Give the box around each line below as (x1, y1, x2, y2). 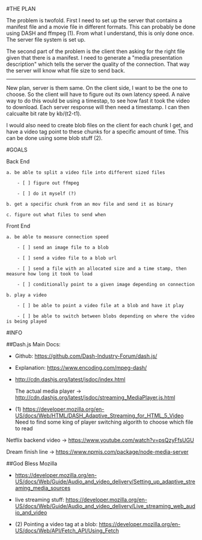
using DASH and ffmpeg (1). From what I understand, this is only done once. (6, 30, 194, 37)
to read (14, 425, 33, 432)
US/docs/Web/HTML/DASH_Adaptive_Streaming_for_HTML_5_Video (14, 412, 184, 419)
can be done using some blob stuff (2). (6, 135, 103, 141)
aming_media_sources (14, 484, 71, 491)
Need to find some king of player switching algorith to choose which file (14, 419, 194, 425)
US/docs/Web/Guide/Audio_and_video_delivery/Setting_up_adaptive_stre (14, 478, 195, 485)
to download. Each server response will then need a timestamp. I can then (6, 104, 190, 110)
